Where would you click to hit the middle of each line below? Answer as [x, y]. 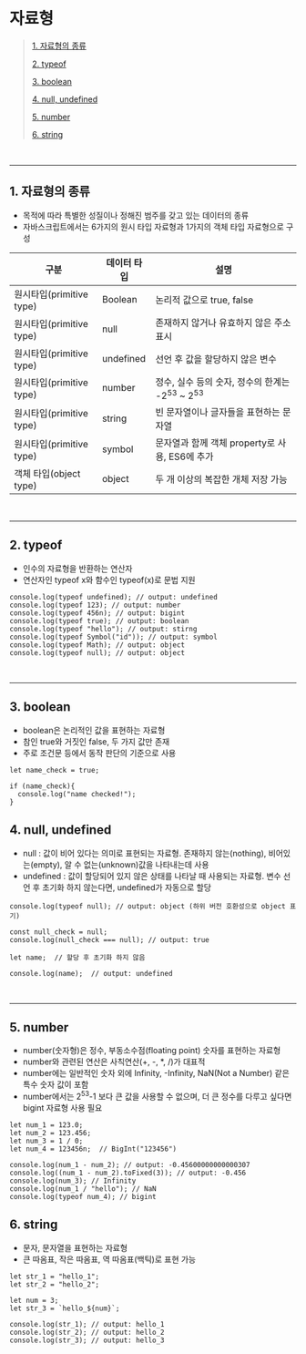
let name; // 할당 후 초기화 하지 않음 [77, 958]
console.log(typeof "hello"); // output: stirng [103, 629]
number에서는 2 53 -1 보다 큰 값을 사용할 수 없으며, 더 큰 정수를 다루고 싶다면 [157, 1096]
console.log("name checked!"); [77, 794]
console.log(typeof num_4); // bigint [83, 1196]
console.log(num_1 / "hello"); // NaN [83, 1189]
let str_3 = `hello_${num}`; [65, 1308]
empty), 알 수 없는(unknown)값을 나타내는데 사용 [121, 864]
